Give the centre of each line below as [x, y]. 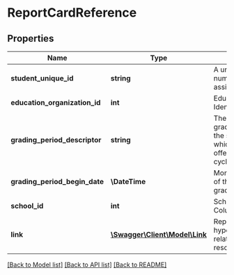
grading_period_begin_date [57, 182]
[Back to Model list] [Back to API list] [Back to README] [87, 265]
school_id [27, 206]
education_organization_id [56, 102]
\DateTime [128, 182]
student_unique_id [42, 78]
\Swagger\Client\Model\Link [159, 234]
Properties [31, 39]
